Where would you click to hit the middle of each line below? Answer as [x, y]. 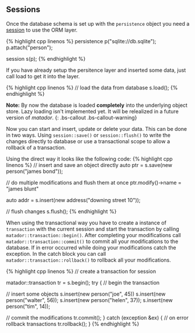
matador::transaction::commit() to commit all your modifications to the [92, 241]
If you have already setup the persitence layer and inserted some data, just [96, 70]
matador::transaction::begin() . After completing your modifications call [93, 235]
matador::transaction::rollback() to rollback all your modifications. [88, 260]
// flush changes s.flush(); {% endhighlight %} [61, 211]
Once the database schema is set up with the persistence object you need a [98, 23]
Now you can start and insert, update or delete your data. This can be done [97, 129]
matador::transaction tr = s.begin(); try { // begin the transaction [83, 282]
